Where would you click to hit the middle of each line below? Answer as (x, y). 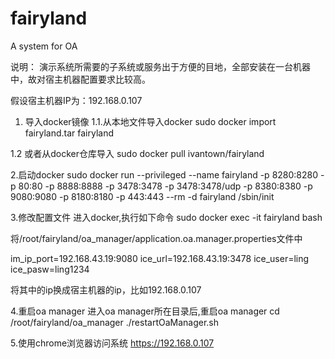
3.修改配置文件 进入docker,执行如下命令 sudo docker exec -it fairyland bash (166, 217)
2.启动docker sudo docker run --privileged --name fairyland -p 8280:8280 (164, 174)
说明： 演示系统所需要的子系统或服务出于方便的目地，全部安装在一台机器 (160, 66)
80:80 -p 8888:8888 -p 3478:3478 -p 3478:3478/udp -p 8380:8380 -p (165, 186)
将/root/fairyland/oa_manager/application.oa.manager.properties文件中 (156, 238)
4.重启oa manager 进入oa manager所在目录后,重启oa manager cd (145, 311)
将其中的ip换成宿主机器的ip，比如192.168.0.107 (106, 289)
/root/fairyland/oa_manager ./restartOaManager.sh (115, 322)
